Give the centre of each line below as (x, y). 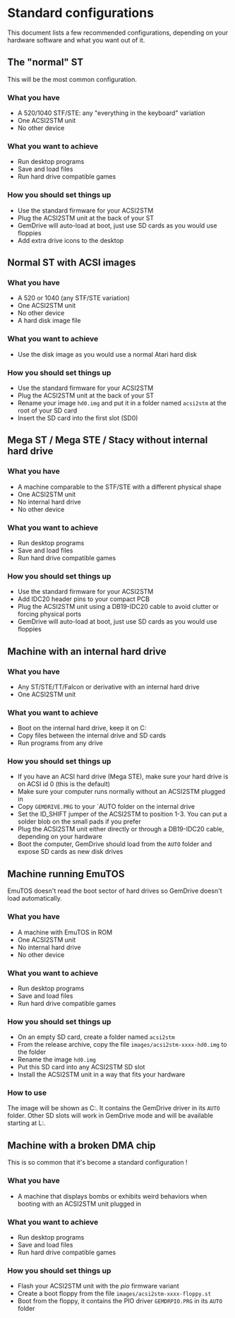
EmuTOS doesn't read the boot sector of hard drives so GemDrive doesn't (115, 891)
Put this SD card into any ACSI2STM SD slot (81, 1067)
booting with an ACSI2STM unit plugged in (79, 1204)
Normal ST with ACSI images (72, 263)
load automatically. (35, 898)
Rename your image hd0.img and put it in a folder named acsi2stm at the (122, 403)
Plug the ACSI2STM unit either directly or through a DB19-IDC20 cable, (121, 829)
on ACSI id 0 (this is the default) (64, 784)
